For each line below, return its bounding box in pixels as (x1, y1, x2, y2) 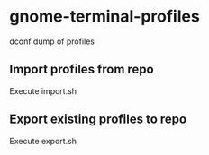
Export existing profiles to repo (9, 112, 187, 127)
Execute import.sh (9, 85, 77, 96)
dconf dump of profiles (9, 36, 95, 47)
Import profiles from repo (9, 62, 155, 77)
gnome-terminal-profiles (9, 6, 200, 27)
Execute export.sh (9, 135, 77, 146)
